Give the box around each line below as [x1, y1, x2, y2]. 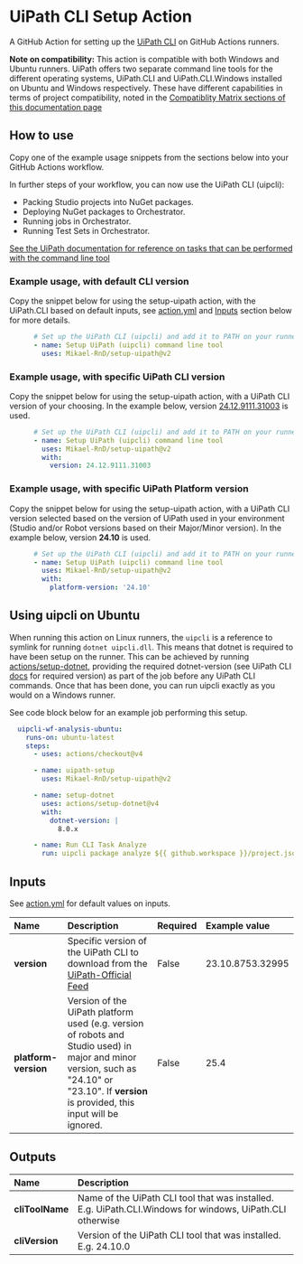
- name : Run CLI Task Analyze [32, 840, 147, 850]
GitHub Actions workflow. [9, 161, 105, 173]
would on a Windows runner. [9, 689, 115, 700]
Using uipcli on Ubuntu [9, 608, 141, 623]
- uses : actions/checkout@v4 [32, 750, 143, 759]
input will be [67, 1108, 119, 1120]
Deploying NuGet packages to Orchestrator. [22, 206, 186, 217]
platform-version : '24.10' [49, 583, 151, 593]
